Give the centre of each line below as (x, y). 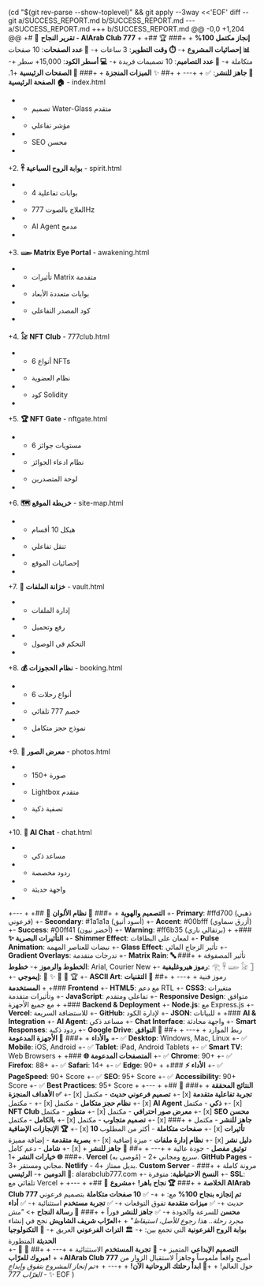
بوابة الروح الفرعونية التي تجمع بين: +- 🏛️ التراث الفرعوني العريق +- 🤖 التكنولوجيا (127, 1230)
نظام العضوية (51, 378)
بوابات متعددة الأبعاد (60, 294)
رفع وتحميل (48, 627)
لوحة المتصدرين (54, 479)
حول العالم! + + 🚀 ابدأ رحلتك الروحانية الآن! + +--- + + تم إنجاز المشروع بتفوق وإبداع (131, 1266)
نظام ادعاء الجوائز (58, 462)
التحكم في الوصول (58, 643)
